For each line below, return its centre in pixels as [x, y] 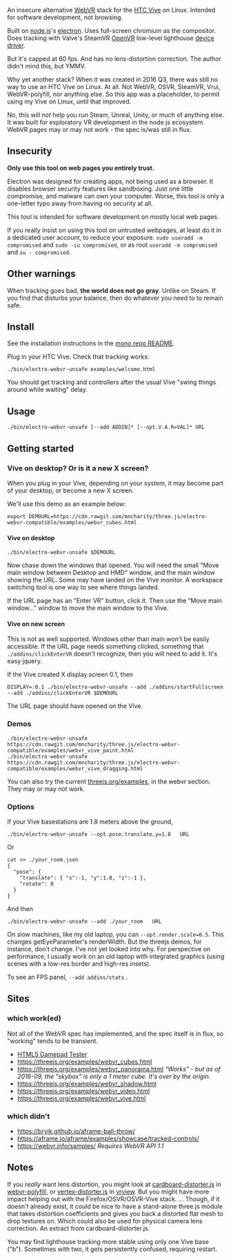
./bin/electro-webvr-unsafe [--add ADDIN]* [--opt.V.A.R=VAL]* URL [106, 428]
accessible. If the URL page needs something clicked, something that [106, 647]
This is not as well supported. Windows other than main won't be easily [108, 639]
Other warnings [41, 274]
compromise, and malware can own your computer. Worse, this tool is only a [116, 195]
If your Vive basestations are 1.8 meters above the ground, [90, 821]
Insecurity [30, 151]
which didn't [29, 1116]
